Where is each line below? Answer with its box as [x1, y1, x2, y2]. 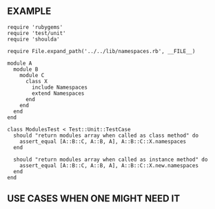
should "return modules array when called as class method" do [13, 132, 198, 139]
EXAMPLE [7, 5, 52, 17]
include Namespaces [32, 84, 88, 91]
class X [25, 78, 48, 85]
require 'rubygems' [7, 23, 63, 30]
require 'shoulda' [7, 36, 60, 43]
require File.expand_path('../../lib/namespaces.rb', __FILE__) [7, 47, 196, 54]
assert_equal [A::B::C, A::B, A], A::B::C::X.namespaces [19, 137, 187, 145]
